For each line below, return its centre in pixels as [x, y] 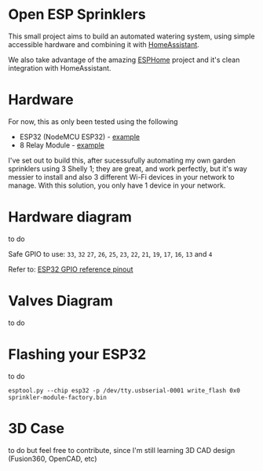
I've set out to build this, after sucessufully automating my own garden [122, 160]
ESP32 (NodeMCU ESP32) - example [79, 137]
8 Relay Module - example [62, 145]
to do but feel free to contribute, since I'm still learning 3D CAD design [122, 450]
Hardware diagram [70, 217]
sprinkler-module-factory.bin [58, 397]
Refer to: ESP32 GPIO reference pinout [71, 269]
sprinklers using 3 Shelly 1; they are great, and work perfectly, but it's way [128, 168]
